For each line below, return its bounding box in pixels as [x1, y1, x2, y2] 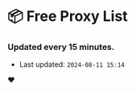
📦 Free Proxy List [7, 7, 128, 26]
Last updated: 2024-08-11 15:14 [19, 60, 126, 69]
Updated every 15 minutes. [7, 42, 115, 53]
